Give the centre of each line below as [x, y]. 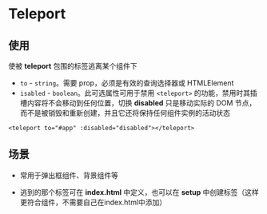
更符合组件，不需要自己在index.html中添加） [93, 202]
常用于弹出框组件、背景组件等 [69, 175]
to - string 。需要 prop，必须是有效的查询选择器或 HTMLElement [127, 83]
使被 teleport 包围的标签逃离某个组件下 [73, 66]
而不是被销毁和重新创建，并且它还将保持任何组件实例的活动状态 [125, 113]
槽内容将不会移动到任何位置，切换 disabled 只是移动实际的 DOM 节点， [138, 103]
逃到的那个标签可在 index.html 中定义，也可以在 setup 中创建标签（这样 [139, 192]
